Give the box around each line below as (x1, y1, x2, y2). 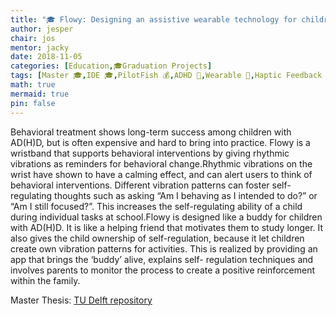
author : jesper (10, 24, 74, 34)
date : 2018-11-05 (10, 52, 83, 62)
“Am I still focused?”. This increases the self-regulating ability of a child (10, 200, 303, 212)
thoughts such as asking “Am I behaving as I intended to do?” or (54, 189, 318, 201)
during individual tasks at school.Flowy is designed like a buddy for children (10, 211, 323, 223)
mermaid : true (10, 89, 70, 99)
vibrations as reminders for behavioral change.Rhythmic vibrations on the (10, 157, 313, 170)
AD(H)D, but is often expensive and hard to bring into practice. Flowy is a (10, 136, 311, 148)
